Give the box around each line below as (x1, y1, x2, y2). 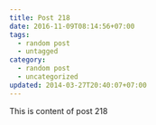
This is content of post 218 (9, 105, 108, 116)
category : (9, 55, 47, 64)
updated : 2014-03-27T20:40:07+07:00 (9, 81, 147, 90)
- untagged (17, 47, 59, 56)
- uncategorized (17, 72, 78, 82)
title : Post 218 (9, 13, 70, 23)
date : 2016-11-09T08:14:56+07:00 (9, 22, 135, 31)
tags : (9, 30, 30, 39)
